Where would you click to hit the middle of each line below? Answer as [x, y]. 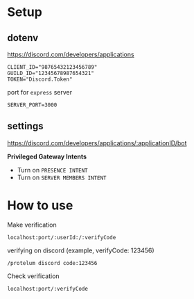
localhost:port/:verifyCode [48, 289]
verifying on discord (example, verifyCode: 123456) [81, 250]
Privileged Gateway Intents [47, 156]
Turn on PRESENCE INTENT [52, 170]
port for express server [40, 92]
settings [25, 126]
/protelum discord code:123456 [52, 263]
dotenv [23, 38]
